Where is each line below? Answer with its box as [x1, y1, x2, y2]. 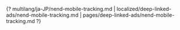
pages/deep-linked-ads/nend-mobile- [82, 12, 175, 18]
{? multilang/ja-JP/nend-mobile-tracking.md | [6, 6, 116, 12]
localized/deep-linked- [116, 6, 172, 12]
